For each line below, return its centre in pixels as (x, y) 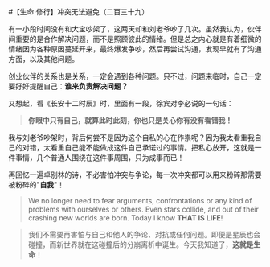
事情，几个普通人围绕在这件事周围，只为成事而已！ (100, 158)
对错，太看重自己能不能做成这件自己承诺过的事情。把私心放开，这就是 (138, 148)
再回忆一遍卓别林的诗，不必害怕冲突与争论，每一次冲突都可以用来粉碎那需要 (135, 175)
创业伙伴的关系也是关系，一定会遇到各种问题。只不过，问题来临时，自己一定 (135, 76)
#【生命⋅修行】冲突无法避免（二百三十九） (79, 12)
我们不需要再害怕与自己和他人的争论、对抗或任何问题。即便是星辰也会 (144, 234)
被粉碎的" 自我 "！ (37, 185)
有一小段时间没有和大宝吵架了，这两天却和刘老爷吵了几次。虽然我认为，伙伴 (135, 29)
